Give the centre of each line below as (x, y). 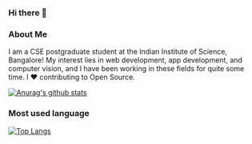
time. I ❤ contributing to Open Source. (72, 77)
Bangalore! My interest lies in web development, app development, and (125, 60)
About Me (28, 34)
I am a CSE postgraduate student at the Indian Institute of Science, (118, 52)
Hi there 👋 (28, 13)
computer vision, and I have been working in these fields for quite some (126, 69)
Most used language (49, 114)
